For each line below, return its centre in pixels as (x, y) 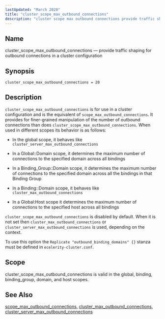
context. (14, 232)
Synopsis (20, 71)
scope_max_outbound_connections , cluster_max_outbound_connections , (79, 307)
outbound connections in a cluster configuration (54, 56)
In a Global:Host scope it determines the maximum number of (74, 202)
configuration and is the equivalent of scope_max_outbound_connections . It (79, 114)
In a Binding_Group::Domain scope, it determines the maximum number (84, 168)
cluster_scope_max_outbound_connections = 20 (52, 82)
